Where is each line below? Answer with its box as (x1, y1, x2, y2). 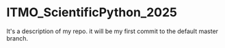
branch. (6, 34, 29, 42)
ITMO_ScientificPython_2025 (6, 5, 177, 20)
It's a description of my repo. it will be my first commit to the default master (6, 27, 219, 35)
